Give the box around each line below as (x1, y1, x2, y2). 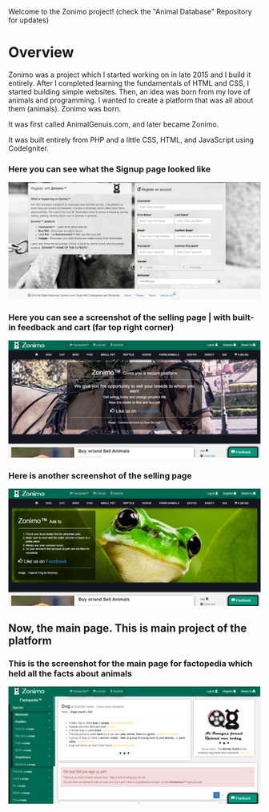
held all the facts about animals (8, 669, 132, 679)
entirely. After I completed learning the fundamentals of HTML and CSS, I (8, 78, 250, 87)
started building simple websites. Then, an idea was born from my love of (8, 87, 251, 96)
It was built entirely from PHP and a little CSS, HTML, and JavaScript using (8, 135, 255, 144)
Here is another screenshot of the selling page (8, 470, 192, 481)
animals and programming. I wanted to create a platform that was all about (8, 95, 254, 105)
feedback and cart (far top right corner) (17, 321, 175, 333)
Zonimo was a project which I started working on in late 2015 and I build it (8, 70, 251, 79)
